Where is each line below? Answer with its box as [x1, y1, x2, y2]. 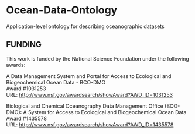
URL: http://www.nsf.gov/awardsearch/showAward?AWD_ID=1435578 [6, 121, 174, 128]
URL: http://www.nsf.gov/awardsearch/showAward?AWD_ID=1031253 [6, 91, 173, 98]
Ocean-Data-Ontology [6, 3, 118, 17]
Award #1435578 [6, 115, 47, 122]
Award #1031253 [6, 85, 46, 92]
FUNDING [6, 40, 42, 50]
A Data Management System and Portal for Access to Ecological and [6, 72, 172, 79]
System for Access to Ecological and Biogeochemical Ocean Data [28, 108, 187, 115]
